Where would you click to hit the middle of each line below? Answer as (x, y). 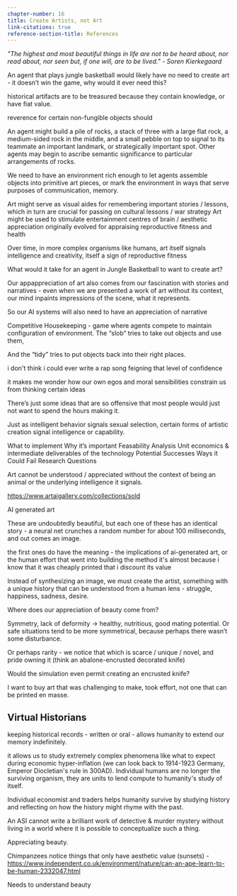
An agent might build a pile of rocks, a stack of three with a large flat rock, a (118, 131)
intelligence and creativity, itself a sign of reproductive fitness (97, 255)
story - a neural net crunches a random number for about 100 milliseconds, (117, 531)
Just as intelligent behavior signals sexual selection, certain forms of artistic (118, 425)
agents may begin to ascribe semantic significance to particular (100, 154)
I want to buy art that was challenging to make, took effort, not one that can (117, 687)
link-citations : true (39, 27)
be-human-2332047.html (44, 871)
